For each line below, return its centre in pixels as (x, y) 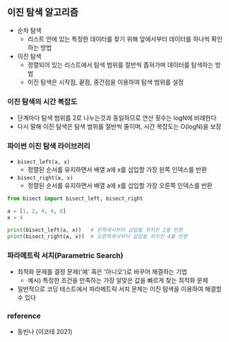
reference (24, 316)
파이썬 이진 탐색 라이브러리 (49, 146)
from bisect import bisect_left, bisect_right (75, 199)
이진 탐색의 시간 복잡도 (42, 101)
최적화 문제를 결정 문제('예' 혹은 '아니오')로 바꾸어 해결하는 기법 (102, 272)
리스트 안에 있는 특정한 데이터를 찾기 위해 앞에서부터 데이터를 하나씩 (119, 39)
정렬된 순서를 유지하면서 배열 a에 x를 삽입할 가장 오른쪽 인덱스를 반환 (120, 185)
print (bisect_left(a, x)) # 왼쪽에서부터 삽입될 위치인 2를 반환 (95, 230)
